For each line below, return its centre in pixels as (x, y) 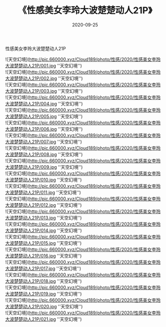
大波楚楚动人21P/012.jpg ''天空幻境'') (44, 205)
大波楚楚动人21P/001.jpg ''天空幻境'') (44, 65)
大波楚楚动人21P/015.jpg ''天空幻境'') (44, 243)
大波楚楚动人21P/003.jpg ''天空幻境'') (44, 91)
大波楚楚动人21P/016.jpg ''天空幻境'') (44, 256)
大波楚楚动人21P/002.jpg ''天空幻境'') (44, 78)
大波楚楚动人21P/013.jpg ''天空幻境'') (44, 217)
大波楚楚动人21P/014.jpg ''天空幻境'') (44, 230)
